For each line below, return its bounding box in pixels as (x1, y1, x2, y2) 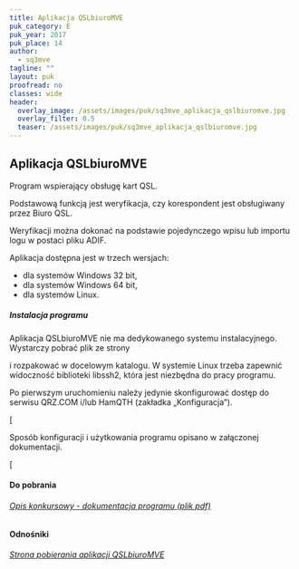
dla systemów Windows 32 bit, (22, 269, 138, 281)
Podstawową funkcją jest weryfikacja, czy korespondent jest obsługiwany (9, 198, 285, 208)
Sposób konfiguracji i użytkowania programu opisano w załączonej (9, 431, 260, 442)
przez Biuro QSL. (9, 207, 72, 218)
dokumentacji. (9, 441, 63, 452)
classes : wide (9, 89, 63, 98)
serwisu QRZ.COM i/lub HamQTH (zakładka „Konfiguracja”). (9, 396, 233, 408)
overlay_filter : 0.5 (17, 114, 95, 123)
